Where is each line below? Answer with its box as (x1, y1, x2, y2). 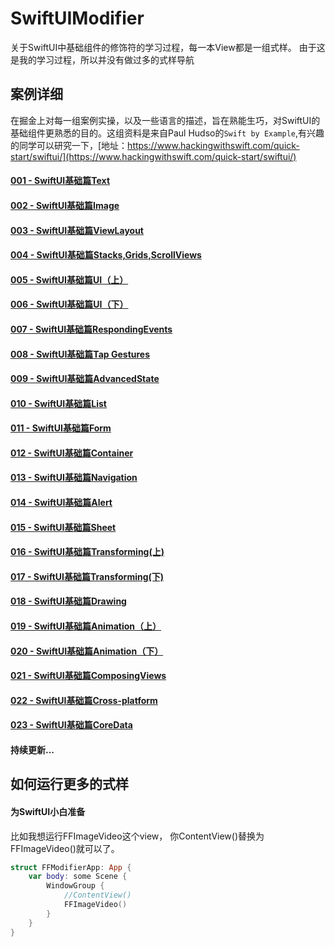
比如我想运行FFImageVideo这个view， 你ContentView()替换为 (10, 830, 265, 842)
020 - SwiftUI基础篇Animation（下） (10, 645, 164, 657)
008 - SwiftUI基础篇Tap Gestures (10, 348, 151, 360)
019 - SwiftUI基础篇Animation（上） (10, 620, 162, 632)
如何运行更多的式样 (10, 776, 129, 793)
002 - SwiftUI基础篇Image (10, 199, 120, 211)
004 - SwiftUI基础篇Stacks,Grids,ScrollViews (10, 249, 202, 261)
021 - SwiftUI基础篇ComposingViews (10, 670, 167, 682)
